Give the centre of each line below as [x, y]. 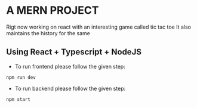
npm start [19, 99]
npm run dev [21, 77]
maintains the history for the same [48, 33]
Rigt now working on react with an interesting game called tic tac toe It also [98, 27]
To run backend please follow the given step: [70, 88]
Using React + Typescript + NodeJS [74, 52]
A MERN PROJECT [53, 10]
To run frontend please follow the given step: [70, 66]
